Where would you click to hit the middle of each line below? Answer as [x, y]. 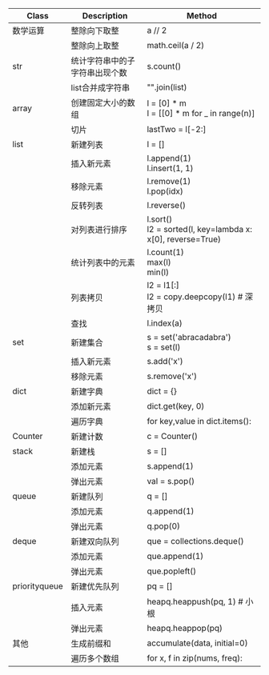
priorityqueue [38, 586]
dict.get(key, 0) [176, 406]
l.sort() [160, 219]
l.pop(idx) [165, 191]
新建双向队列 [95, 541]
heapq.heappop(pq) [185, 628]
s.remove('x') [172, 376]
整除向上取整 [95, 46]
